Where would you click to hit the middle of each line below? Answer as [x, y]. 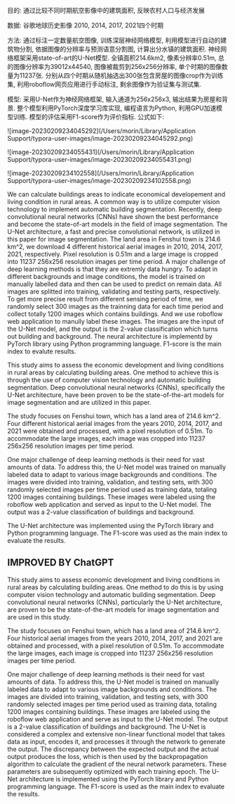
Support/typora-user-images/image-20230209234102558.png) [99, 181]
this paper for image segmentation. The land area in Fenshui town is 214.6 [114, 239]
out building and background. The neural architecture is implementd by [110, 336]
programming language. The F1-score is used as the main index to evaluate [116, 786]
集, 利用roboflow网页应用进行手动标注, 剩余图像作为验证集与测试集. [105, 84]
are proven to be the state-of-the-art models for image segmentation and [113, 609]
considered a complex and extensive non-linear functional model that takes [116, 734]
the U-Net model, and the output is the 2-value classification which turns [113, 329]
